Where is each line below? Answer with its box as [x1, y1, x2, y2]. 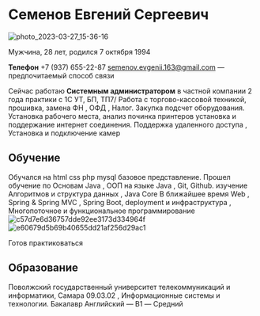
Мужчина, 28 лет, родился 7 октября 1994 [8, 47, 151, 56]
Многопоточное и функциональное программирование [8, 206, 195, 215]
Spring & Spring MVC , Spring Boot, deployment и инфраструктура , [8, 197, 232, 207]
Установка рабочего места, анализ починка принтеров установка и [8, 111, 237, 120]
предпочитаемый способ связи [8, 70, 115, 80]
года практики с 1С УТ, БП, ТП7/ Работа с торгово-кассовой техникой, [8, 94, 247, 104]
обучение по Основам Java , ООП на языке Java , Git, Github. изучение [8, 181, 248, 190]
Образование [8, 261, 79, 275]
